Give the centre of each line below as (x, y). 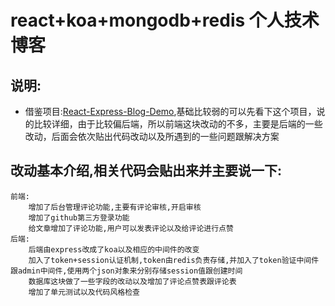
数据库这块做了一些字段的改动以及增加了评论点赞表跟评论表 (132, 281)
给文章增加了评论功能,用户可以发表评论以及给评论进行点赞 (131, 228)
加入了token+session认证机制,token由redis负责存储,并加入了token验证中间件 (174, 260)
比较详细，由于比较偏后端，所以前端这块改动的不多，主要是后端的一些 (178, 124)
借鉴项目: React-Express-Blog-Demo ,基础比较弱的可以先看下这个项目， (170, 111)
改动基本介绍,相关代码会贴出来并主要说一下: (146, 171)
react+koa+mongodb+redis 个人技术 (165, 20)
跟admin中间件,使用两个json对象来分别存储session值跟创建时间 (126, 271)
